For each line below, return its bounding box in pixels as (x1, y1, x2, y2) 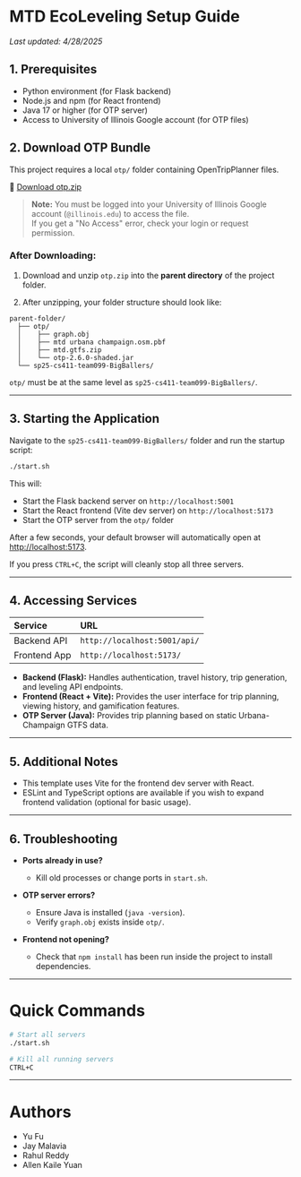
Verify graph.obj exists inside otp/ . (35, 916, 165, 927)
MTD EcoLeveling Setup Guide (9, 6, 240, 27)
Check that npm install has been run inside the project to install (35, 951, 273, 962)
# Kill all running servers (9, 1054, 115, 1063)
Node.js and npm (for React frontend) (21, 95, 161, 106)
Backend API (13, 634, 68, 647)
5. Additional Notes (9, 754, 119, 769)
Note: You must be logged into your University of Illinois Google (30, 199, 267, 210)
